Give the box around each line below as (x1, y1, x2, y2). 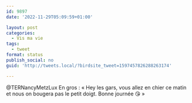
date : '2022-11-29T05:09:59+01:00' (6, 14, 93, 20)
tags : (6, 41, 19, 47)
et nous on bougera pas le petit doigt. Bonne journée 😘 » (6, 90, 145, 97)
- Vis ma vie (11, 36, 43, 42)
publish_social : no (6, 57, 54, 63)
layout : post (6, 25, 38, 30)
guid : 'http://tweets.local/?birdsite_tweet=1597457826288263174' (6, 63, 172, 68)
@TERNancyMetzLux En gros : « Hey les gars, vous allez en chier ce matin (6, 84, 187, 91)
